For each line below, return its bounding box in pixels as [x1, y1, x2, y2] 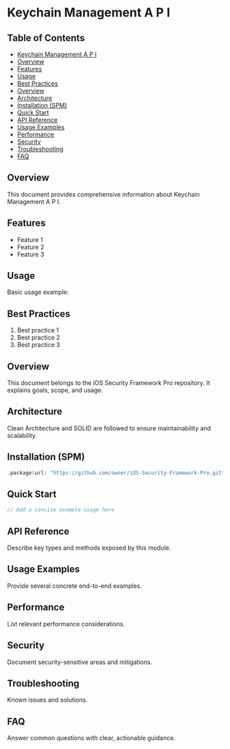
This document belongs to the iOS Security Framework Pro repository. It [7, 379, 211, 387]
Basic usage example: [7, 288, 69, 296]
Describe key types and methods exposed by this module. [7, 543, 171, 552]
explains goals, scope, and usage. [7, 386, 103, 395]
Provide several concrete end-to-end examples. [7, 581, 142, 590]
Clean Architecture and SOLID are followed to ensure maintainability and [7, 423, 211, 432]
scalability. [7, 431, 38, 439]
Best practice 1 [16, 326, 60, 334]
